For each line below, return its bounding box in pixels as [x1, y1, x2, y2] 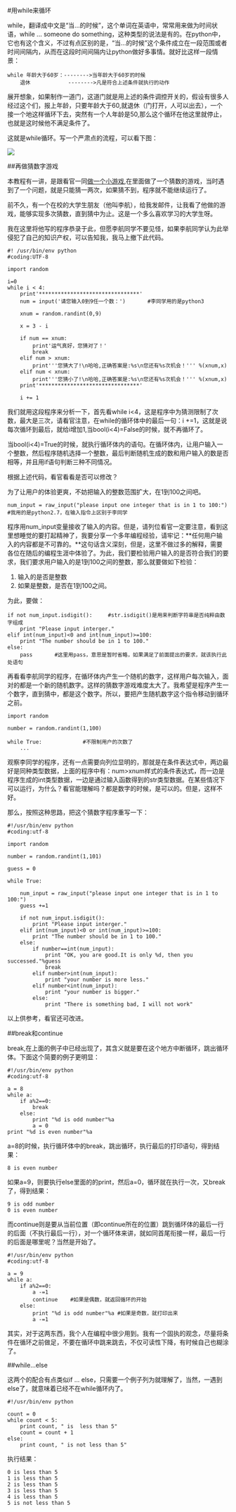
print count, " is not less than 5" [20, 1442, 128, 1449]
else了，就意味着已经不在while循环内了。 [7, 1385, 127, 1392]
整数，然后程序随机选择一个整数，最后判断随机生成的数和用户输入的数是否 [13, 449, 229, 457]
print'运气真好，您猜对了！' [32, 342, 107, 349]
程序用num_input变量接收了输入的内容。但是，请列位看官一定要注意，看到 [7, 523, 223, 530]
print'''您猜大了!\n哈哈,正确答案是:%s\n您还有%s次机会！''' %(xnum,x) [32, 362, 228, 369]
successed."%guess [7, 958, 61, 965]
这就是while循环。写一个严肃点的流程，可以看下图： [7, 134, 158, 142]
